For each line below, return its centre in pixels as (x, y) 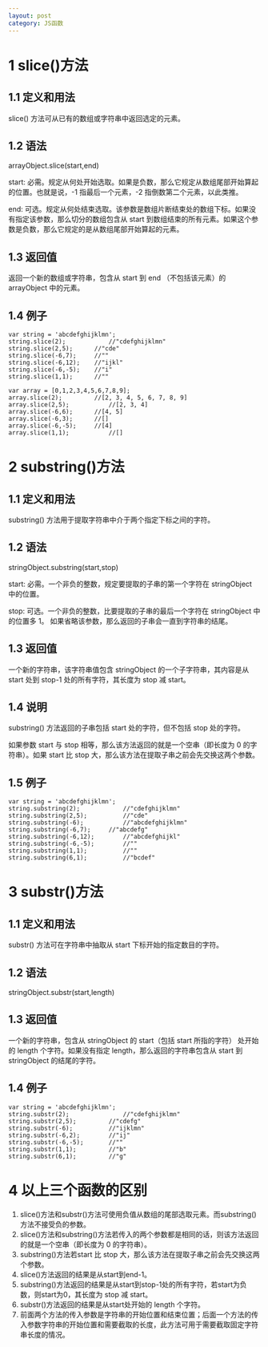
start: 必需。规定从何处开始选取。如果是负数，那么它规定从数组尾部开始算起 (133, 182)
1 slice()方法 (48, 65)
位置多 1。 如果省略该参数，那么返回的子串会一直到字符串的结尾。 (124, 621)
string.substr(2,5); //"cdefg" (75, 1121)
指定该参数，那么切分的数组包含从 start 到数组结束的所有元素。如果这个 (133, 219)
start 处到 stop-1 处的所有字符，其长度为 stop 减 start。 (99, 679)
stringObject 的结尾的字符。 (54, 1060)
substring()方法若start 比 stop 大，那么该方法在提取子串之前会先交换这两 (140, 1254)
